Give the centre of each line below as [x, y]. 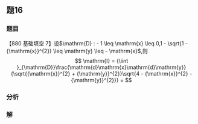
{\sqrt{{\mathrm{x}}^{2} [40, 73]
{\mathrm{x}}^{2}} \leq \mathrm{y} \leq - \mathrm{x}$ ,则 [77, 51]
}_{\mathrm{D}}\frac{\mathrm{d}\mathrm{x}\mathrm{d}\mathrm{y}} [101, 67]
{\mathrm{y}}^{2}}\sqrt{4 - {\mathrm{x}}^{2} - [134, 73]
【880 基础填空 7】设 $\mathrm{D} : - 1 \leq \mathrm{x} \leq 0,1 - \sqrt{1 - [97, 43]
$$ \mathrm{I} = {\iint [101, 60]
